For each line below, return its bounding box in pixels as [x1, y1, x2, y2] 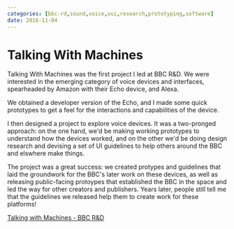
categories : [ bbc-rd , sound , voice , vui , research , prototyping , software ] [7, 10, 214, 18]
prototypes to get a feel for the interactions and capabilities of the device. [7, 106, 219, 114]
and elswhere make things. [7, 149, 85, 158]
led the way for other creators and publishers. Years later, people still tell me [7, 185, 227, 193]
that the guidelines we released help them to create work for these [7, 193, 199, 201]
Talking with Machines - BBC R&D [7, 214, 105, 222]
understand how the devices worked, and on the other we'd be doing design [7, 134, 228, 143]
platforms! [7, 200, 37, 209]
